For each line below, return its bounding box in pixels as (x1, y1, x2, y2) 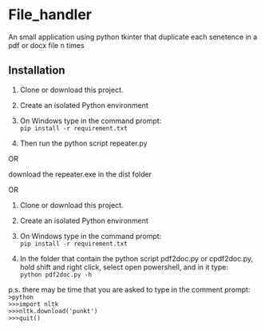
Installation (8, 64, 65, 78)
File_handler (8, 6, 93, 24)
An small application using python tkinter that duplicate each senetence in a (8, 32, 258, 42)
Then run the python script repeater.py (19, 138, 148, 148)
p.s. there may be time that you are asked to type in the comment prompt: (8, 284, 251, 294)
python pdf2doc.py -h (19, 270, 92, 279)
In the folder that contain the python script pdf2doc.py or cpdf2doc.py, (19, 253, 254, 263)
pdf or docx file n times (8, 40, 85, 50)
